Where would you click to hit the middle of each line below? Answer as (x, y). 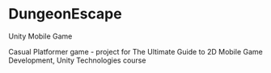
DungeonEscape (66, 14)
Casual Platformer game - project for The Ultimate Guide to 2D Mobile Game (135, 51)
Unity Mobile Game (40, 36)
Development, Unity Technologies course (77, 60)
